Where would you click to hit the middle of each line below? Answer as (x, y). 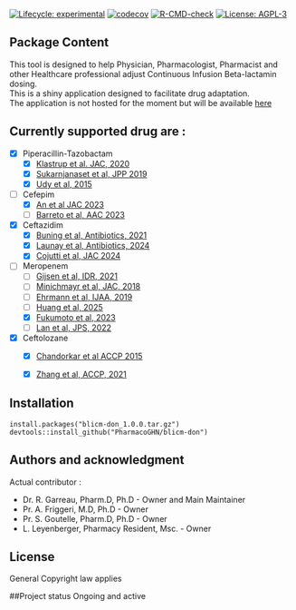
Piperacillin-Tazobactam (67, 153)
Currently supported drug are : (98, 132)
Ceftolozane (45, 338)
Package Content (59, 42)
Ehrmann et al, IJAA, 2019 (84, 297)
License (32, 557)
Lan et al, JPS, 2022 (73, 328)
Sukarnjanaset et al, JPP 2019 (91, 173)
